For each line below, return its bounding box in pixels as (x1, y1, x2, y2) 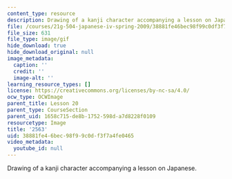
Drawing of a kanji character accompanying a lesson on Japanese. (7, 164, 197, 172)
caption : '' (13, 62, 48, 68)
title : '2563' (7, 126, 48, 133)
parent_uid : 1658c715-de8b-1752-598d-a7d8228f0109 (7, 113, 156, 120)
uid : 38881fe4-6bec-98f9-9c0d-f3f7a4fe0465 (7, 132, 135, 139)
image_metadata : (7, 55, 54, 62)
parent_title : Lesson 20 (7, 100, 79, 107)
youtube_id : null (13, 145, 64, 152)
